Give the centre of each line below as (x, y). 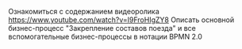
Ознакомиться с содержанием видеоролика (84, 11)
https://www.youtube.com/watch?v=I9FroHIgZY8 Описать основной (121, 20)
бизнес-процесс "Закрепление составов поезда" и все (102, 28)
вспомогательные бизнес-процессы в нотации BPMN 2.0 (105, 36)
